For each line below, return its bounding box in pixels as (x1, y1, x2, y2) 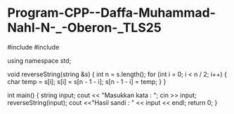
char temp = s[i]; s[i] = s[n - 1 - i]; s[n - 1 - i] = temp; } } (7, 77, 167, 85)
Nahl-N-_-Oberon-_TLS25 (7, 20, 162, 36)
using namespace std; (7, 56, 72, 64)
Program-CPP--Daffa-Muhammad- (7, 5, 216, 21)
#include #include (7, 43, 60, 51)
